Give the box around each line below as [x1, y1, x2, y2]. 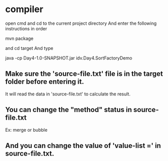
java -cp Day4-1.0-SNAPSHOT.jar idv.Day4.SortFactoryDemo [5, 55, 133, 61]
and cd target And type [5, 45, 53, 51]
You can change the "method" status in [5, 105, 132, 114]
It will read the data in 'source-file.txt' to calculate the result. [5, 91, 131, 97]
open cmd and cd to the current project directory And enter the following [5, 20, 157, 26]
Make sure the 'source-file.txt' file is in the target [5, 70, 163, 78]
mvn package [5, 35, 34, 41]
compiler [5, 4, 44, 15]
